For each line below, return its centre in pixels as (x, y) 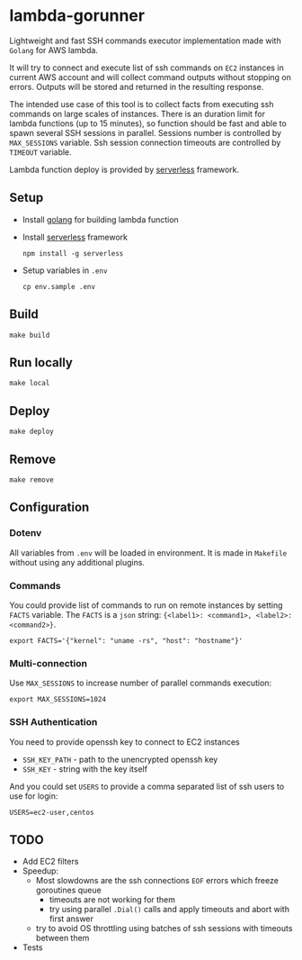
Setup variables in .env (65, 270)
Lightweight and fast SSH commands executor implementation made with (145, 41)
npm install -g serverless (73, 253)
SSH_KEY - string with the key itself (85, 769)
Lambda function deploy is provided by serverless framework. (124, 169)
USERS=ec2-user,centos (52, 812)
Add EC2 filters (50, 862)
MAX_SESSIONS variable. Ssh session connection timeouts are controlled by (145, 142)
